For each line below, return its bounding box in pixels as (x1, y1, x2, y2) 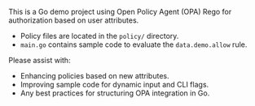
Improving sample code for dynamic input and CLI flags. (20, 80, 209, 89)
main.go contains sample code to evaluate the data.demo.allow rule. (20, 40, 248, 49)
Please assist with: (8, 56, 71, 65)
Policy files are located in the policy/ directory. (20, 32, 179, 40)
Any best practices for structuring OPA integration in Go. (20, 88, 210, 98)
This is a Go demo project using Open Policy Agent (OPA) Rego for (8, 7, 232, 16)
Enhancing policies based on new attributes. (20, 71, 169, 80)
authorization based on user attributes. (8, 15, 139, 25)
